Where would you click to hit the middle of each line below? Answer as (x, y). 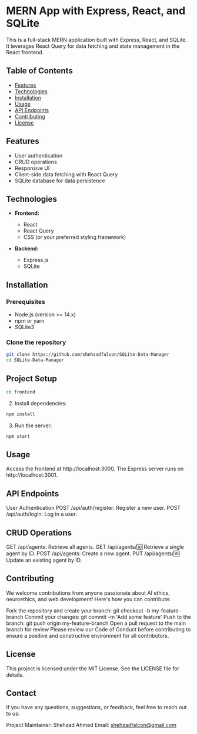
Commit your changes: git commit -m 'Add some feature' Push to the (108, 617)
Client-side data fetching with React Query (66, 174)
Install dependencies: (41, 403)
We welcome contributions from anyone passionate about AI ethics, (88, 593)
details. (15, 674)
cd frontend (21, 392)
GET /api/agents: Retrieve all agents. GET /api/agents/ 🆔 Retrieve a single (95, 546)
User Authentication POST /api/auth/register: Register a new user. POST (94, 508)
